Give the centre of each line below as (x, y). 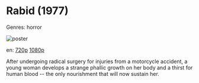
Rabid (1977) (37, 11)
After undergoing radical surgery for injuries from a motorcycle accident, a (97, 61)
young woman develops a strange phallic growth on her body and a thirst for (99, 67)
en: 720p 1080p (25, 50)
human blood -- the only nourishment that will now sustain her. (83, 74)
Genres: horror (24, 27)
